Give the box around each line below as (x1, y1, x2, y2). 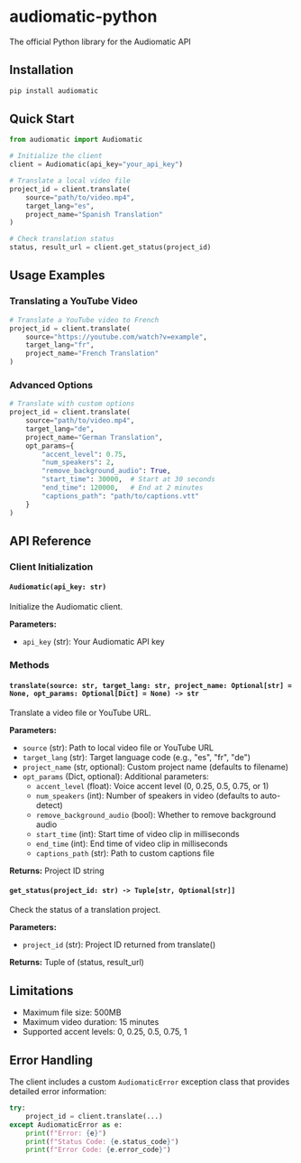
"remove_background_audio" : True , (41, 467, 171, 476)
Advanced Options (9, 378, 93, 391)
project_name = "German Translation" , (25, 433, 164, 442)
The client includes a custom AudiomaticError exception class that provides (9, 1076, 290, 1087)
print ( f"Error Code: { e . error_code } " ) (25, 1145, 171, 1155)
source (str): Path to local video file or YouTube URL (22, 742, 214, 753)
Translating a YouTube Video (9, 295, 138, 308)
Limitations (9, 982, 74, 999)
